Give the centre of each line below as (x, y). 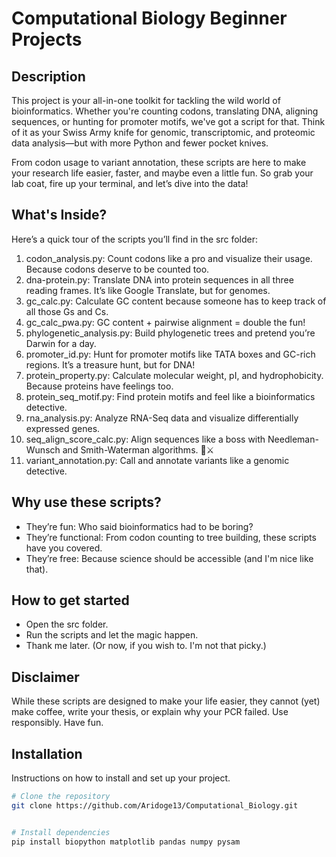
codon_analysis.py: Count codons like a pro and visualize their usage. (169, 258)
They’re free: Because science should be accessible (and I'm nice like (169, 558)
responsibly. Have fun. (57, 723)
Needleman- (293, 439)
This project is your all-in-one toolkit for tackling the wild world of (146, 100)
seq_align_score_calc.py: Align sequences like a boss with (145, 439)
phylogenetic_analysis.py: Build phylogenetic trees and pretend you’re (170, 333)
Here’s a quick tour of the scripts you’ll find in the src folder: (135, 239)
